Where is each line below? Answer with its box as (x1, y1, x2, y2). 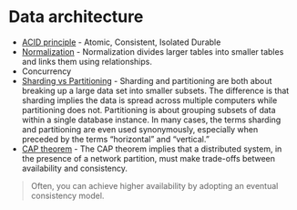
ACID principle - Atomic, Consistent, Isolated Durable (21, 37, 221, 47)
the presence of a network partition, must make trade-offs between (21, 152, 275, 163)
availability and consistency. (21, 163, 128, 173)
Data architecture (8, 6, 144, 27)
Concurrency (21, 66, 72, 77)
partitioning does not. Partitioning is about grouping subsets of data (21, 104, 276, 115)
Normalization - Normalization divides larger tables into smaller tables (21, 46, 284, 57)
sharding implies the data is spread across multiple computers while (21, 94, 278, 106)
